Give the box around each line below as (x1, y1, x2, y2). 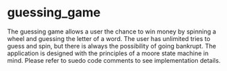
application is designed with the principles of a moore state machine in (7, 49, 209, 57)
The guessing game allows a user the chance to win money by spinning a (7, 27, 217, 35)
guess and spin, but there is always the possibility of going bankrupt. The (7, 42, 217, 50)
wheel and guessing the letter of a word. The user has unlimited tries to (7, 34, 211, 42)
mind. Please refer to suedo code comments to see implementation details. (7, 56, 221, 64)
